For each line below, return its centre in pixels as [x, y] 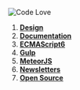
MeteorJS [36, 61]
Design [31, 27]
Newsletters [40, 69]
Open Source [42, 78]
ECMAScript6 [42, 44]
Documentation [45, 36]
